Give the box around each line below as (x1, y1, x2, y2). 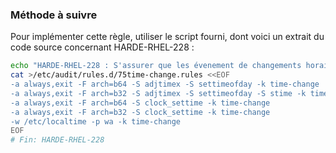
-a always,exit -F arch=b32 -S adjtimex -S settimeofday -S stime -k (10, 88, 307, 98)
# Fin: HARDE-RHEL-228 (10, 135, 105, 145)
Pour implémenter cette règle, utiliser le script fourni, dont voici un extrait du (10, 31, 325, 43)
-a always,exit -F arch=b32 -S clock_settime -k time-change (10, 107, 271, 117)
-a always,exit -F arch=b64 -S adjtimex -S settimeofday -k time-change (10, 79, 320, 90)
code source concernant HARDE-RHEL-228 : (10, 41, 195, 53)
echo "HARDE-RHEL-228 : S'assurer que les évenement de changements (10, 61, 302, 71)
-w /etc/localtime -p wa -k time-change (10, 116, 182, 127)
